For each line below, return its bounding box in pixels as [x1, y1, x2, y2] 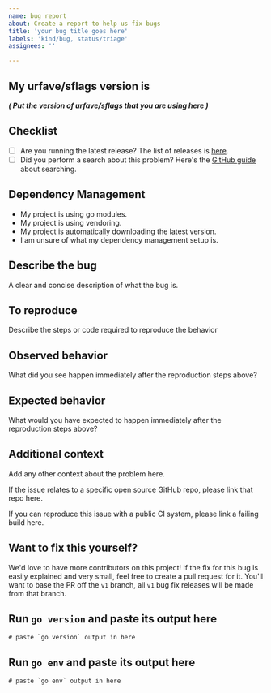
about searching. [19, 164, 77, 174]
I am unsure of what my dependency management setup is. [19, 235, 218, 244]
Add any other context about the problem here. [8, 468, 166, 479]
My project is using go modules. [19, 209, 128, 219]
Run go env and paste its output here [8, 655, 196, 669]
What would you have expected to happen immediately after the [8, 415, 222, 424]
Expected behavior [8, 394, 106, 407]
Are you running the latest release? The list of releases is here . [19, 145, 229, 155]
